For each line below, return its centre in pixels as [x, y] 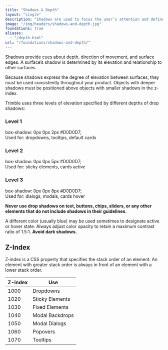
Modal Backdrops [53, 315]
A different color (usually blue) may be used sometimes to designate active [82, 221]
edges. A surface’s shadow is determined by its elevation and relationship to [84, 62]
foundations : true [24, 29]
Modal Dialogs [49, 323]
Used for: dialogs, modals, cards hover [45, 196]
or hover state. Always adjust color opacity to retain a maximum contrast [80, 226]
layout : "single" [23, 15]
